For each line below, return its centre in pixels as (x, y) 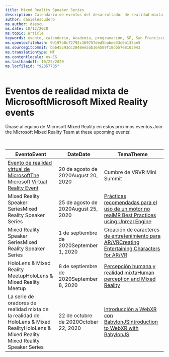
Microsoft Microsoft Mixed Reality (77, 102)
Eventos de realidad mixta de (67, 91)
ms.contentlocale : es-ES (31, 57)
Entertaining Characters (132, 249)
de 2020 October (78, 322)
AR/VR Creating (122, 242)
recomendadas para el (131, 202)
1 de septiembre (78, 233)
